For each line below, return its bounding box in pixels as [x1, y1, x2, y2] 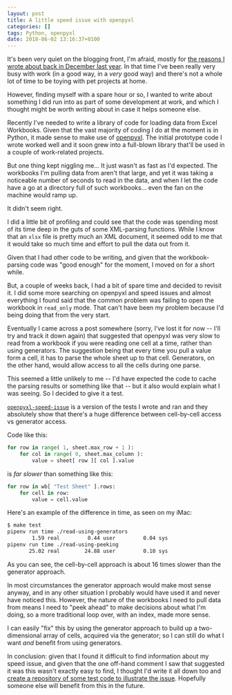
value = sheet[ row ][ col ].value [32, 457, 135, 464]
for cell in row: [19, 489, 70, 496]
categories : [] [7, 23, 51, 30]
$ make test [7, 522, 41, 529]
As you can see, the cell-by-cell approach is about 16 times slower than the [7, 560, 221, 568]
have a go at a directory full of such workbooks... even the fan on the [7, 184, 204, 192]
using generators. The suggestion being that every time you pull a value [7, 346, 212, 355]
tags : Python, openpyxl [7, 29, 76, 37]
